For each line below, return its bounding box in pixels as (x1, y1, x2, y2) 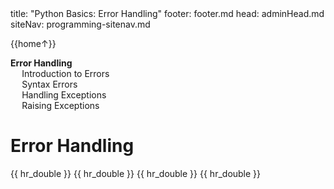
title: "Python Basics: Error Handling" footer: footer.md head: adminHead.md (10, 8, 325, 19)
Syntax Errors (21, 78, 78, 90)
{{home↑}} (10, 38, 57, 49)
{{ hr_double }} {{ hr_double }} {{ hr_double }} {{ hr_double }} (10, 167, 262, 179)
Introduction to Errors (21, 68, 110, 79)
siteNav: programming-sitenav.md (10, 18, 151, 30)
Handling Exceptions (21, 89, 107, 101)
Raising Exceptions (21, 100, 100, 111)
